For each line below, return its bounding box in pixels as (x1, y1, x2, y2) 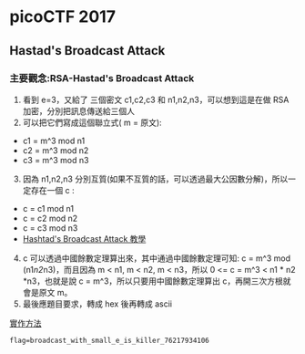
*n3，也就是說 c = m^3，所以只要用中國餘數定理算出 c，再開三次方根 (22, 276, 284, 286)
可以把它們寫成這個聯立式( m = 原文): (22, 117, 162, 128)
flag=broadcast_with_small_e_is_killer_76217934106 (9, 336, 209, 345)
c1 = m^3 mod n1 (22, 135, 86, 146)
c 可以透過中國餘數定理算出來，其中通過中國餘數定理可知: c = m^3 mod (22, 253, 291, 264)
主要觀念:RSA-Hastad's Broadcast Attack (9, 71, 195, 84)
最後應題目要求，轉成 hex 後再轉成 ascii (22, 298, 173, 309)
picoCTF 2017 (9, 6, 117, 27)
